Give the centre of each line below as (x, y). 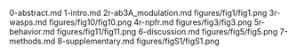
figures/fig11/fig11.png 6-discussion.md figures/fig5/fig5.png (167, 31)
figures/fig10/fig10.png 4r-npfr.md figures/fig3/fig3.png (150, 22)
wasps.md (28, 22)
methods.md (32, 41)
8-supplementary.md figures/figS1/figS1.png (138, 41)
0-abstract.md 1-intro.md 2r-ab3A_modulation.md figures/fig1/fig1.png (138, 13)
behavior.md (32, 31)
